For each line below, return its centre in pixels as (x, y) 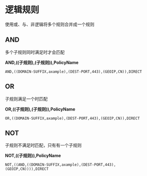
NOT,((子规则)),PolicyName (33, 156)
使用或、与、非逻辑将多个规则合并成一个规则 (50, 24)
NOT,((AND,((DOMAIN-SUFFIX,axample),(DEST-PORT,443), (61, 165)
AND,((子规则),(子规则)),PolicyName (42, 62)
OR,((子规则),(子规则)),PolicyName (40, 109)
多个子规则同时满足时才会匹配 (35, 52)
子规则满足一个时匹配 (26, 99)
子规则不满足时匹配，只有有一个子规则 (43, 145)
